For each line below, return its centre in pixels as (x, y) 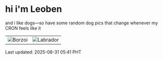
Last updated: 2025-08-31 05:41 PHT (43, 52)
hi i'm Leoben (34, 9)
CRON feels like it (23, 28)
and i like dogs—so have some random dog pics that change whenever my (81, 23)
